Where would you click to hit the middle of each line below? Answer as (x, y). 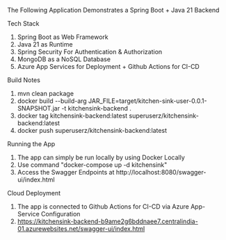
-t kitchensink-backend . (97, 108)
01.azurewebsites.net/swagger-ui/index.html (81, 229)
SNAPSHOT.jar (39, 108)
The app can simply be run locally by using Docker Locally (101, 157)
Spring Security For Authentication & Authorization (90, 52)
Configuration (60, 214)
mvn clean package (46, 94)
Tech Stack (23, 23)
